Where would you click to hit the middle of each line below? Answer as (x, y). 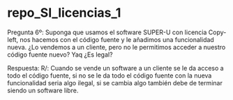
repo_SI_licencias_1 (64, 13)
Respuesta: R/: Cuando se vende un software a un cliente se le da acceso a (116, 68)
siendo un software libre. (43, 90)
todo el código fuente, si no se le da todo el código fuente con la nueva (110, 76)
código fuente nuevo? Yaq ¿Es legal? (60, 55)
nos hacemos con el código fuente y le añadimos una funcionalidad (117, 39)
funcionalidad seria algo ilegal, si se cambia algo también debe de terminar (115, 83)
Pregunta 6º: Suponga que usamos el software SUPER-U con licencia (107, 32)
